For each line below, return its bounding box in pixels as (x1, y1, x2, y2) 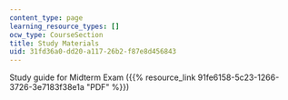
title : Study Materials (9, 38, 100, 48)
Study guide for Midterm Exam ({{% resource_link (9, 72, 196, 83)
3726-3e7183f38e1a (9, 82, 84, 93)
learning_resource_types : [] (9, 22, 120, 31)
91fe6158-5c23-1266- (197, 72, 280, 83)
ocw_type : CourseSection (9, 30, 104, 39)
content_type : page (9, 13, 84, 23)
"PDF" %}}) (85, 82, 130, 93)
